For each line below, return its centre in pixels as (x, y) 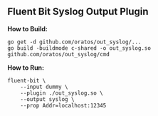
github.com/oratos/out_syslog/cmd (59, 54)
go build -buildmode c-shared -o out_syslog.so (79, 48)
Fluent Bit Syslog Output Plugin (78, 12)
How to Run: (26, 68)
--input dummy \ (44, 87)
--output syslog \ (47, 99)
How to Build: (28, 28)
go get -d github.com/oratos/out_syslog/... (74, 42)
